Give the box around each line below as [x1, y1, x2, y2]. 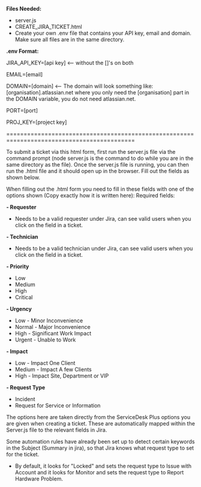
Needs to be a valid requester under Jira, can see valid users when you [14, 215, 191, 222]
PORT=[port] [6, 107, 38, 114]
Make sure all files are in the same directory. [14, 36, 125, 43]
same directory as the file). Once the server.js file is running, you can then [6, 161, 189, 168]
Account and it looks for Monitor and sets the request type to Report [14, 469, 184, 476]
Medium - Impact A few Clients [14, 366, 92, 373]
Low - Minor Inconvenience [14, 317, 83, 324]
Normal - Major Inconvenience [14, 323, 91, 330]
